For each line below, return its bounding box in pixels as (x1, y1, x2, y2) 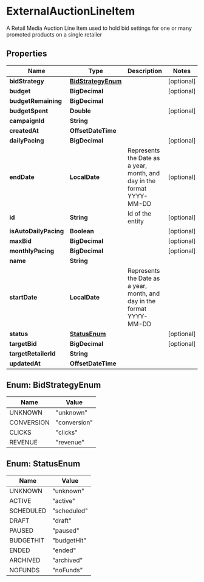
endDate (9, 172, 35, 181)
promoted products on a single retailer (6, 30, 102, 38)
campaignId (9, 116, 44, 125)
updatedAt (9, 359, 41, 368)
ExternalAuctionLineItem (6, 4, 135, 18)
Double (69, 107, 91, 115)
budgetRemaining (9, 96, 63, 105)
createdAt (9, 126, 39, 135)
